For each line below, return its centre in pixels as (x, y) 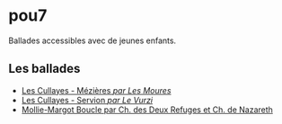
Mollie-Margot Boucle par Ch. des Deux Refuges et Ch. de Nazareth (147, 110)
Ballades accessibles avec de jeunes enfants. (93, 40)
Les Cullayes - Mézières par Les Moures (96, 90)
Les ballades (44, 69)
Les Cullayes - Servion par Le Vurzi (87, 100)
